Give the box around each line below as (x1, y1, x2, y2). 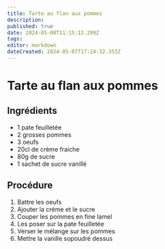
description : (7, 16, 45, 23)
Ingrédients (7, 105, 58, 117)
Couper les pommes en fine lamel (16, 212, 112, 220)
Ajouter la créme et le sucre (16, 205, 96, 213)
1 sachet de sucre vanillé (16, 159, 87, 168)
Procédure (7, 180, 53, 191)
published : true (7, 23, 53, 29)
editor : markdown (7, 42, 57, 49)
